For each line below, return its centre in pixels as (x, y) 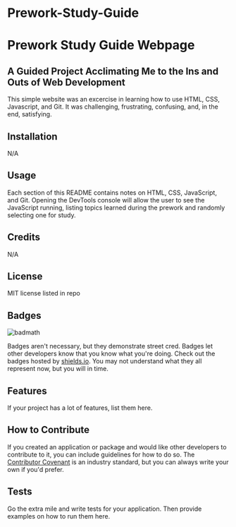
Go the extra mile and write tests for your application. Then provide (105, 509)
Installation (32, 137)
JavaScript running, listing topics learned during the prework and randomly (116, 207)
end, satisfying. (30, 114)
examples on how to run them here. (59, 516)
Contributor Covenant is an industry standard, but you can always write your (118, 462)
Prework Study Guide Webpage (101, 46)
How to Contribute (49, 430)
